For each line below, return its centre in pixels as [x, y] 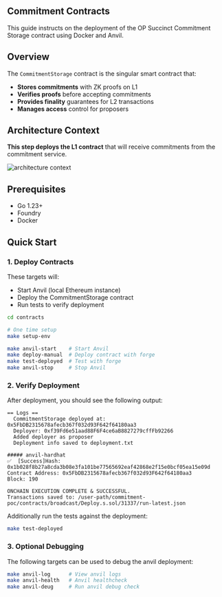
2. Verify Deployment [44, 385]
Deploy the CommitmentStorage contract [75, 297]
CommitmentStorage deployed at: [60, 419]
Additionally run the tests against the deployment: [77, 516]
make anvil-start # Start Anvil [58, 348]
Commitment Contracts [58, 11]
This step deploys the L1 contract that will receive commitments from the [111, 147]
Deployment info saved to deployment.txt [74, 443]
